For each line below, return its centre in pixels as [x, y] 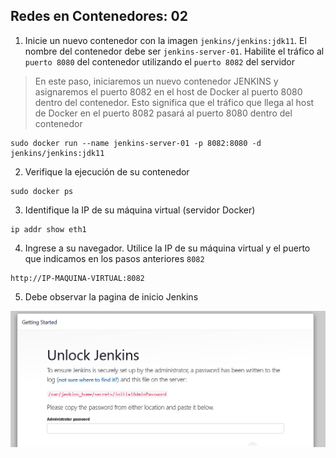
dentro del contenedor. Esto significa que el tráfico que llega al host [174, 102]
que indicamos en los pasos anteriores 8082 [114, 258]
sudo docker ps [42, 191]
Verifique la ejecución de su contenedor [107, 171]
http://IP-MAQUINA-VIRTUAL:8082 [77, 278]
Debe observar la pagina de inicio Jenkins [111, 296]
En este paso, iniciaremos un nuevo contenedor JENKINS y [156, 81]
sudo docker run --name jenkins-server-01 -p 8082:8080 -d [136, 143]
